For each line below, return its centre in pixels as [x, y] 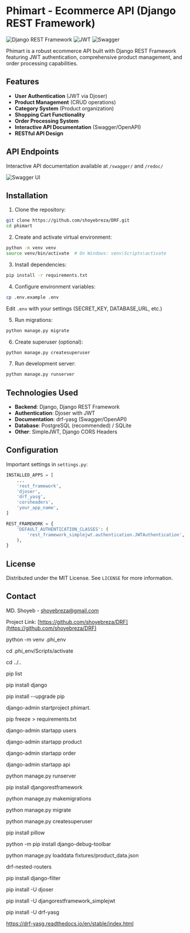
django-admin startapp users [41, 730]
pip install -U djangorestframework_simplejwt [61, 901]
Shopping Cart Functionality [50, 114]
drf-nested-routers [29, 867]
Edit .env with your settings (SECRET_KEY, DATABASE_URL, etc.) [84, 308]
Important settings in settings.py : [47, 464]
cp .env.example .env [33, 297]
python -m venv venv [31, 248]
